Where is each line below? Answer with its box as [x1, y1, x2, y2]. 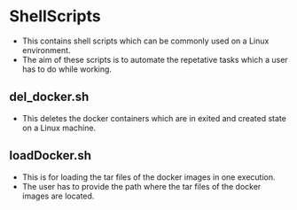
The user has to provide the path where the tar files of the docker [21, 181, 262, 191]
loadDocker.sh [9, 148, 91, 163]
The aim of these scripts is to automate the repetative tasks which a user [21, 54, 288, 65]
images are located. [21, 191, 95, 201]
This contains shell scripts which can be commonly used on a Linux [21, 35, 270, 46]
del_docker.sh [9, 89, 90, 105]
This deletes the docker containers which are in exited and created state [21, 113, 286, 123]
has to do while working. [21, 64, 113, 74]
